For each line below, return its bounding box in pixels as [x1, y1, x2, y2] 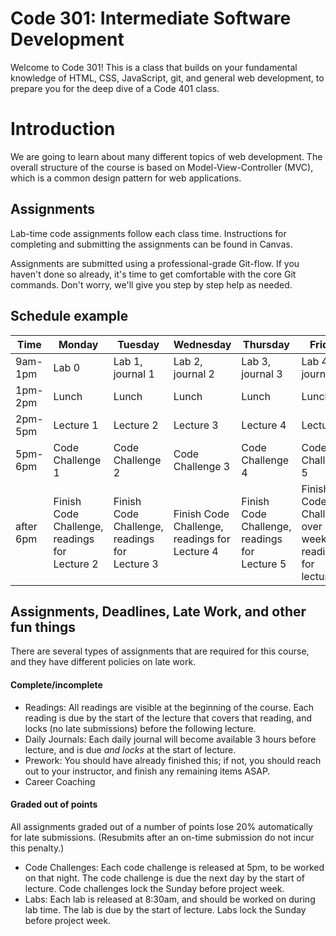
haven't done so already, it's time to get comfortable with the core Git [10, 268, 297, 280]
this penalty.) [10, 842, 65, 854]
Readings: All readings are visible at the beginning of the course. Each [24, 701, 315, 713]
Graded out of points [10, 798, 98, 811]
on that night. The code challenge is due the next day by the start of [24, 872, 305, 884]
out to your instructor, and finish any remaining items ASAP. [24, 765, 271, 777]
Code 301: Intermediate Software [10, 7, 292, 30]
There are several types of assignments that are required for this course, [10, 645, 310, 657]
